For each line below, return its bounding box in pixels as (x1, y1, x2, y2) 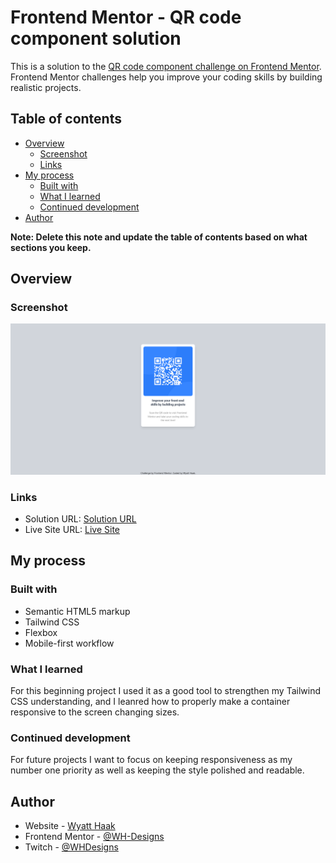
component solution (10, 27, 182, 50)
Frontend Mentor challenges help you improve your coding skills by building (10, 71, 323, 83)
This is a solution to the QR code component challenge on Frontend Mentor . (10, 60, 322, 72)
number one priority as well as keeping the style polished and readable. (10, 764, 305, 776)
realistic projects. (10, 81, 82, 93)
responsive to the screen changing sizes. (10, 706, 180, 718)
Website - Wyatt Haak (24, 820, 116, 831)
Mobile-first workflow (24, 637, 115, 649)
